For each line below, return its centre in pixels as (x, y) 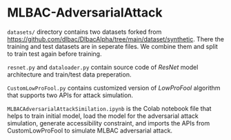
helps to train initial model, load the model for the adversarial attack (103, 116)
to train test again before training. (54, 54)
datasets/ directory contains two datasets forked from (84, 32)
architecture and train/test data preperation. (69, 74)
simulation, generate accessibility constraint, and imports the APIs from (109, 123)
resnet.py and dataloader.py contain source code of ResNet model (103, 67)
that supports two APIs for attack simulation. (70, 95)
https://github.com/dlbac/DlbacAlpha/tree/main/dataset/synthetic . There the (115, 39)
